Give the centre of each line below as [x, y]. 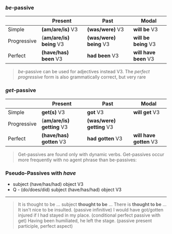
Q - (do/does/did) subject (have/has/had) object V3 [67, 189]
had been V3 [103, 56]
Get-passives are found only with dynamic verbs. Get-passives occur [91, 154]
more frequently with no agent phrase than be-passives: [77, 160]
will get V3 [146, 112]
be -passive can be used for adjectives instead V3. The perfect [84, 72]
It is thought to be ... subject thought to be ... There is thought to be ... [92, 204]
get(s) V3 [53, 112]
